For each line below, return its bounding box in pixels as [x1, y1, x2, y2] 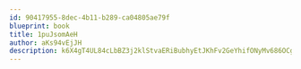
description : [9, 47, 58, 56]
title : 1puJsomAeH [9, 30, 78, 39]
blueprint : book [9, 22, 70, 30]
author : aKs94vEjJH [9, 38, 82, 47]
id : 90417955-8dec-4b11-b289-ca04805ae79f [9, 13, 170, 22]
